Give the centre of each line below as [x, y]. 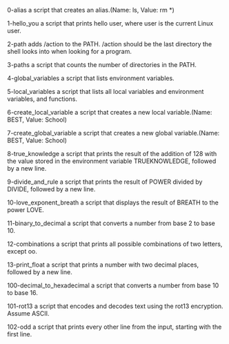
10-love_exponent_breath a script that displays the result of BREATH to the [113, 202]
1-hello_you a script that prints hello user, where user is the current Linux [110, 23]
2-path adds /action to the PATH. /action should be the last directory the [110, 44]
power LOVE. [26, 210]
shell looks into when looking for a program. [70, 51]
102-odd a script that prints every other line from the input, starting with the [114, 327]
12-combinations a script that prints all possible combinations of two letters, [115, 244]
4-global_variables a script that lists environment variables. [91, 78]
